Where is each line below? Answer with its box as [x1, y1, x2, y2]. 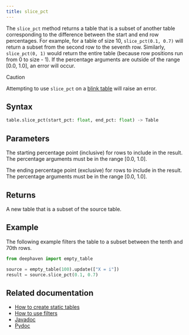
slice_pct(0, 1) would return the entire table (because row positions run [6, 49, 183, 56]
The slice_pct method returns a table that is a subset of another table [6, 25, 176, 32]
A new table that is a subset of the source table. [6, 205, 122, 212]
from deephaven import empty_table [6, 256, 93, 262]
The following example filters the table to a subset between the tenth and [6, 238, 183, 245]
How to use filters [14, 310, 58, 317]
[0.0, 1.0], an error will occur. [6, 62, 76, 69]
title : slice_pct [6, 8, 49, 15]
